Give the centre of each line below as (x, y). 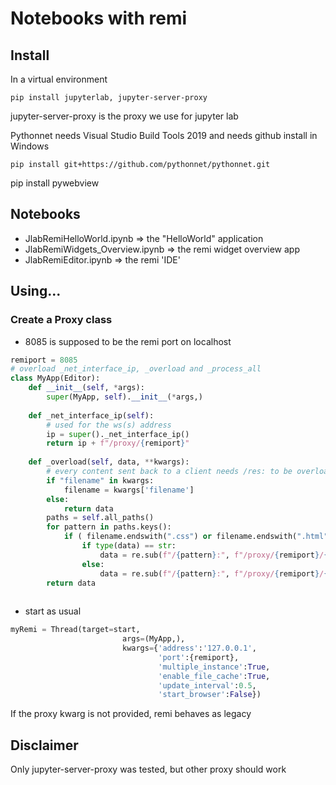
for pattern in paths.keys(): (109, 527)
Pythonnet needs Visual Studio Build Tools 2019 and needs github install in (164, 135)
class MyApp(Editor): (55, 378)
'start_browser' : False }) (210, 695)
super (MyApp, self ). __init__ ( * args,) (124, 397)
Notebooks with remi (99, 18)
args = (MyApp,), (153, 639)
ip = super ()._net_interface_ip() (118, 434)
